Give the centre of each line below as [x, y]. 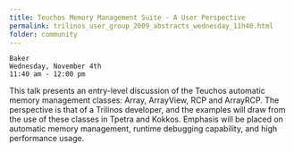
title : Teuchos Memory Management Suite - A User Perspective [127, 17]
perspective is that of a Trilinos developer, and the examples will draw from [147, 110]
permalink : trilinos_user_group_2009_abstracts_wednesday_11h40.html [142, 26]
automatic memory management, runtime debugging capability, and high [143, 129]
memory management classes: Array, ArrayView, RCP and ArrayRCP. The [144, 100]
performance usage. [47, 139]
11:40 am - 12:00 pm [48, 74]
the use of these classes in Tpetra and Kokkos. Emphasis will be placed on [147, 119]
